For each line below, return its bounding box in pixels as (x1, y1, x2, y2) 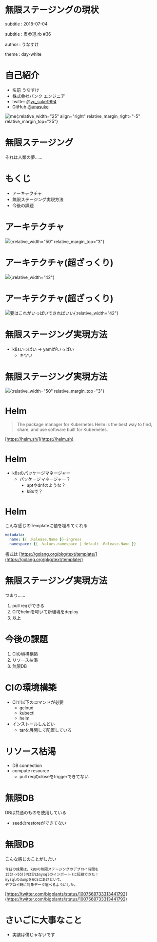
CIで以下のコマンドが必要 (12, 699, 64, 705)
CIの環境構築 (5, 682, 57, 693)
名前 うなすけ (12, 87, 39, 93)
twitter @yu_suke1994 (12, 98, 57, 104)
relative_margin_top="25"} (5, 118, 59, 124)
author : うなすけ (5, 41, 39, 47)
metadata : (5, 533, 25, 538)
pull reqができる (12, 603, 45, 608)
